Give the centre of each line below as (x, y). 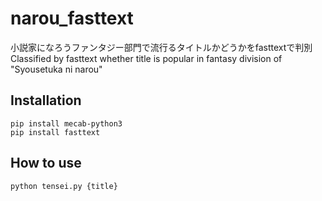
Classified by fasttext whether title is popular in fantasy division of (146, 58)
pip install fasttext (55, 132)
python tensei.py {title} (64, 186)
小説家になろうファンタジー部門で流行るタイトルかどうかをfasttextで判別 (161, 47)
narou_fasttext (72, 18)
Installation (46, 100)
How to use (46, 163)
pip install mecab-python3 (66, 123)
